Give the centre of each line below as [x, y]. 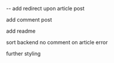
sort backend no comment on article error [57, 42]
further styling [23, 54]
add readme [21, 31]
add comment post [29, 20]
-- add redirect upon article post [45, 8]
